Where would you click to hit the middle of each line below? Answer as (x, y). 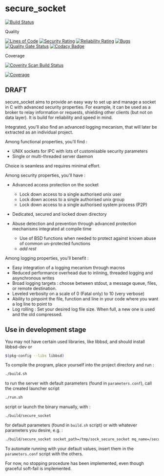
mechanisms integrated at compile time (52, 228)
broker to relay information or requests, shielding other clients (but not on (79, 112)
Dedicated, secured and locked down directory (59, 214)
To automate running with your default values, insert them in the (70, 449)
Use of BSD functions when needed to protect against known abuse (88, 238)
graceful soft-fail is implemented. (38, 468)
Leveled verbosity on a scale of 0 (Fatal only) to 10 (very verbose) (78, 294)
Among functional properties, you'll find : (46, 141)
